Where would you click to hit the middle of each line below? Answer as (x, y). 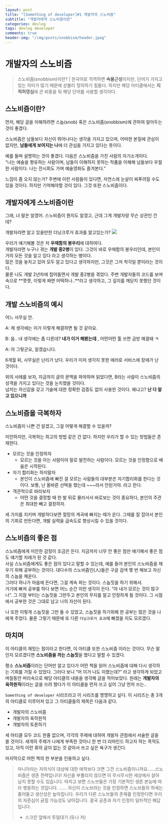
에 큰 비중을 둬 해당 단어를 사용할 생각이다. (75, 91)
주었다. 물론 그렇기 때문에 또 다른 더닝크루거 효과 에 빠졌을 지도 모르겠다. (83, 618)
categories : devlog (26, 24)
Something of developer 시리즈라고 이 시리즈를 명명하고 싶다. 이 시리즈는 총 (80, 695)
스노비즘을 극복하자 (33, 413)
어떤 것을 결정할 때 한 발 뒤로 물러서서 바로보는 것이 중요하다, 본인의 (86, 498)
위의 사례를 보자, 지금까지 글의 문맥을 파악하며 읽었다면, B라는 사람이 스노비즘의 (83, 377)
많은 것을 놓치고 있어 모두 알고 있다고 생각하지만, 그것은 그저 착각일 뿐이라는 (79, 262)
